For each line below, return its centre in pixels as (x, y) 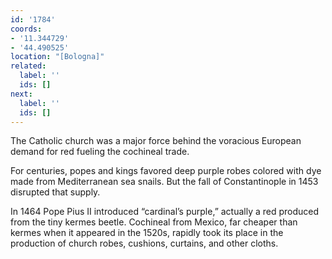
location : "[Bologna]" (57, 57)
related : (28, 66)
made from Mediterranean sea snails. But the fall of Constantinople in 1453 (164, 182)
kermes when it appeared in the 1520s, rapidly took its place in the (147, 233)
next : (21, 94)
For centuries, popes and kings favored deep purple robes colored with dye (166, 171)
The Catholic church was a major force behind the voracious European (156, 141)
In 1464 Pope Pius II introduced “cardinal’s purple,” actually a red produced (165, 212)
